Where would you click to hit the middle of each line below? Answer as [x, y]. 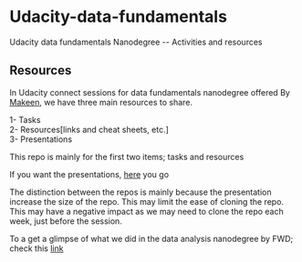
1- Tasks [25, 119]
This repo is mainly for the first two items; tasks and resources [127, 156]
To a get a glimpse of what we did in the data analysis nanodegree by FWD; [151, 238]
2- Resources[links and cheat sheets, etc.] [89, 129]
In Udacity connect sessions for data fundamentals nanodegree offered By [150, 92]
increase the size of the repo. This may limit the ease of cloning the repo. [147, 201]
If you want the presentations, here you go [89, 174]
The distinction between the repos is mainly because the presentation [141, 192]
